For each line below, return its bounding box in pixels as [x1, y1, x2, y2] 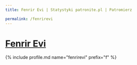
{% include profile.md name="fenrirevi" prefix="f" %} [5, 54, 117, 60]
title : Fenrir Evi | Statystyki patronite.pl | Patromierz [5, 7, 132, 12]
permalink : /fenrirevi [5, 16, 53, 21]
